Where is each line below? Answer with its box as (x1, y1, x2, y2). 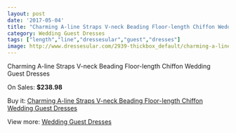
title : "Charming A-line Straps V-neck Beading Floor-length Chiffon (7, 23, 216, 30)
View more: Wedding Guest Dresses (7, 118, 112, 126)
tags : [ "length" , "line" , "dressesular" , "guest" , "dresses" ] (7, 36, 181, 43)
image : (7, 43, 27, 50)
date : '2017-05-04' (7, 17, 65, 24)
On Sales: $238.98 (7, 83, 63, 91)
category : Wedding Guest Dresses (7, 29, 105, 37)
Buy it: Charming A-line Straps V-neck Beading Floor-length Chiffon (7, 97, 204, 105)
